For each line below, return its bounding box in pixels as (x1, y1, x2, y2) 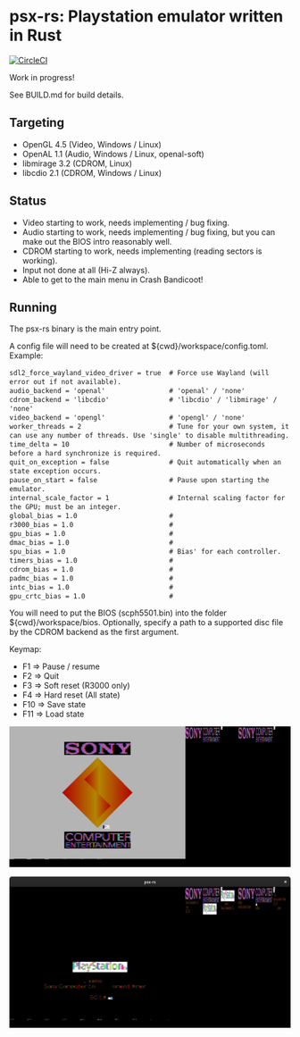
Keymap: (9, 644, 42, 655)
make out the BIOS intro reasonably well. (21, 236, 172, 247)
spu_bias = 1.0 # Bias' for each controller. (9, 548, 281, 556)
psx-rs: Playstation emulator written (9, 6, 284, 27)
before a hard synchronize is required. (9, 449, 162, 458)
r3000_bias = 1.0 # (9, 521, 174, 530)
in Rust (9, 25, 62, 46)
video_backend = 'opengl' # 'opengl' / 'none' (9, 414, 246, 422)
